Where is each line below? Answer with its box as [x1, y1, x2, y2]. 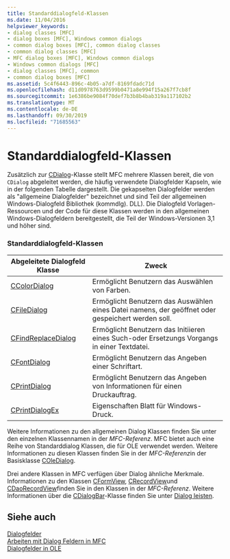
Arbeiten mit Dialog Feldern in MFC [7, 536, 106, 545]
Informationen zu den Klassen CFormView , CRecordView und [7, 477, 178, 485]
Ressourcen [7, 207, 41, 215]
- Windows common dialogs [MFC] [7, 61, 99, 68]
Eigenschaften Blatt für [92, 401, 166, 410]
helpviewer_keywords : [7, 23, 69, 29]
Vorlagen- [187, 200, 216, 208]
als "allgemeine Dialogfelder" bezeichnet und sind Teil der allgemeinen [7, 193, 207, 201]
